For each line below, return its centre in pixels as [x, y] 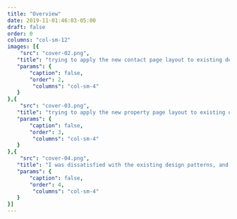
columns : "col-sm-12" [39, 40]
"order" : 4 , [47, 184]
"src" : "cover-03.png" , [55, 106]
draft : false [26, 27]
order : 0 [20, 34]
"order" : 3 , [47, 132]
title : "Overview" [34, 14]
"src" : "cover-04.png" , [55, 159]
